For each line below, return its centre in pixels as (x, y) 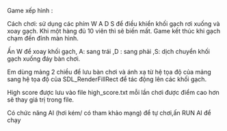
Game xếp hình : (30, 11)
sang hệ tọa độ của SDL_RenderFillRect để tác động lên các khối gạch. (107, 79)
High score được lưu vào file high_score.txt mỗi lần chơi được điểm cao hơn (113, 92)
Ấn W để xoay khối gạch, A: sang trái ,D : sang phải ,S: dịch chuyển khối (109, 52)
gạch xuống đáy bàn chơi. (44, 59)
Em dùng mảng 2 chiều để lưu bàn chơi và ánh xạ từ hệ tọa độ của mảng (109, 72)
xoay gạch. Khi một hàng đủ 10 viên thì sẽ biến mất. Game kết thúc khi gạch (114, 31)
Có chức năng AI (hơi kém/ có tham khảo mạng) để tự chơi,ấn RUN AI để (109, 113)
